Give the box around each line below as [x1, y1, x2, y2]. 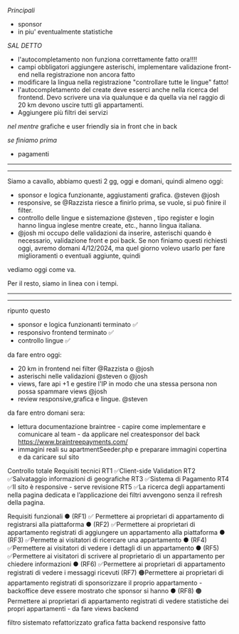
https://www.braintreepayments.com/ [17, 438, 128, 446]
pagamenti [17, 150, 50, 158]
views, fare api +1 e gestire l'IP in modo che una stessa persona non [17, 380, 218, 388]
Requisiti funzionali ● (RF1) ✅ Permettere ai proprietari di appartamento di [7, 512, 225, 520]
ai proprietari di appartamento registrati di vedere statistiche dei [41, 597, 229, 605]
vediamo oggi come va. [7, 266, 76, 273]
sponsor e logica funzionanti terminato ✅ [17, 321, 139, 328]
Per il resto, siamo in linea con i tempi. [7, 279, 119, 288]
